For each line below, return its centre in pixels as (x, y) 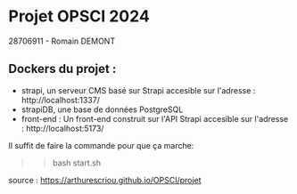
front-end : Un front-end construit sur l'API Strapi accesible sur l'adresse (155, 118)
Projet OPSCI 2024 (79, 16)
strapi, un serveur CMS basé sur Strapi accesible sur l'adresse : (138, 90)
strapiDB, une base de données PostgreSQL (102, 109)
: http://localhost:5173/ (62, 128)
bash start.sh (77, 163)
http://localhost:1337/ (60, 100)
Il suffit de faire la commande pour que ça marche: (101, 145)
